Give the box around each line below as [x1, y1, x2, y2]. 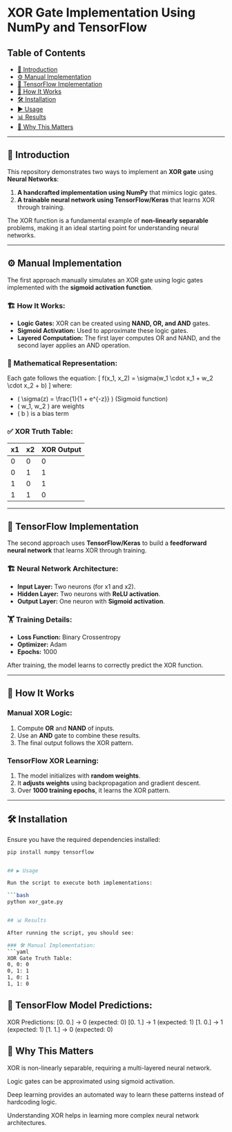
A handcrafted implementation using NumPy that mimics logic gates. [17, 188, 217, 196]
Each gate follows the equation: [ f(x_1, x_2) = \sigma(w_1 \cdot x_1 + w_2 [7, 374, 213, 383]
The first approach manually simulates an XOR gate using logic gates [7, 276, 204, 284]
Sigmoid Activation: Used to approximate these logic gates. [17, 326, 188, 334]
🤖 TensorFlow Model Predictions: [7, 999, 153, 1011]
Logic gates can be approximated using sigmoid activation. [7, 1077, 175, 1085]
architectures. [7, 1118, 47, 1126]
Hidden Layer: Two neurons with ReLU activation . [17, 589, 161, 598]
